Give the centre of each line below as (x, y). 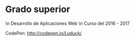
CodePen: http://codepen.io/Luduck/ (43, 33)
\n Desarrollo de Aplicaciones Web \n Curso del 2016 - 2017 (67, 23)
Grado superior (38, 9)
